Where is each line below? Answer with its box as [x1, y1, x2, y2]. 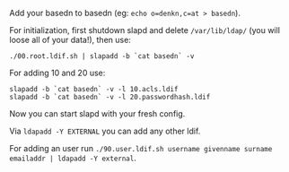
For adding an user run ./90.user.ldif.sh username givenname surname [9, 143, 273, 153]
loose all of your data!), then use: [9, 35, 132, 45]
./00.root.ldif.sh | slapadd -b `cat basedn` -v [9, 52, 195, 61]
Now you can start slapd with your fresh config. [9, 108, 186, 119]
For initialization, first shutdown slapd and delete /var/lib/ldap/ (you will [9, 25, 281, 35]
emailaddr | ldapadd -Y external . [9, 152, 136, 163]
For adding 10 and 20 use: [9, 67, 106, 78]
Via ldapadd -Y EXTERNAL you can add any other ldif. [9, 125, 201, 136]
